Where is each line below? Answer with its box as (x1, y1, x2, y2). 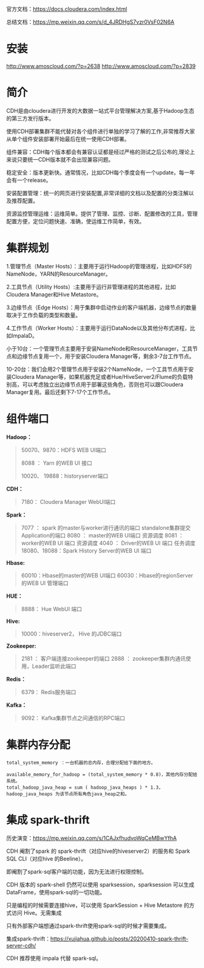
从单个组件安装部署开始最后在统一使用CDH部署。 (6, 135, 130, 142)
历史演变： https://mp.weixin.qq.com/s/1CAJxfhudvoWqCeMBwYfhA (6, 834, 177, 842)
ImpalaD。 (11, 332, 38, 339)
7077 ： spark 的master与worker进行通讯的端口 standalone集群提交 (21, 524, 191, 531)
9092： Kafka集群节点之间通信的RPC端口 (21, 714, 126, 722)
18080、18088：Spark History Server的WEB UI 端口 (21, 547, 152, 554)
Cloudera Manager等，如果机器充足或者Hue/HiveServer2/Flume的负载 (11, 373, 188, 380)
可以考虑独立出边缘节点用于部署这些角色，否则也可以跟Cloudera (22, 381, 184, 388)
